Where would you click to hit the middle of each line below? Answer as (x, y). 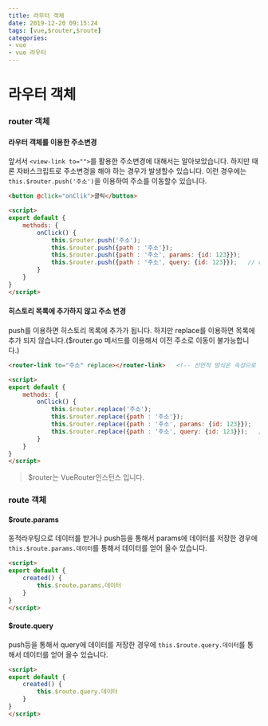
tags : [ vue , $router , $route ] (55, 30)
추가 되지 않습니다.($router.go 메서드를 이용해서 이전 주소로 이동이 (112, 340)
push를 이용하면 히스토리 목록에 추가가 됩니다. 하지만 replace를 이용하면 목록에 (132, 330)
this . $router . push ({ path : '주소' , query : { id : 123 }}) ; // (153, 263)
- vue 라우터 (27, 53)
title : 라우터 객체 (36, 16)
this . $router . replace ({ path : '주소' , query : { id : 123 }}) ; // (158, 431)
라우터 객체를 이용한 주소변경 (53, 142)
